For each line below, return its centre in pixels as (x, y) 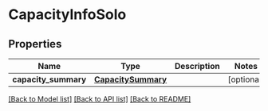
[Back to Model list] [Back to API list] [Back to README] (100, 99)
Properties (35, 44)
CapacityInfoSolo (67, 15)
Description (197, 66)
